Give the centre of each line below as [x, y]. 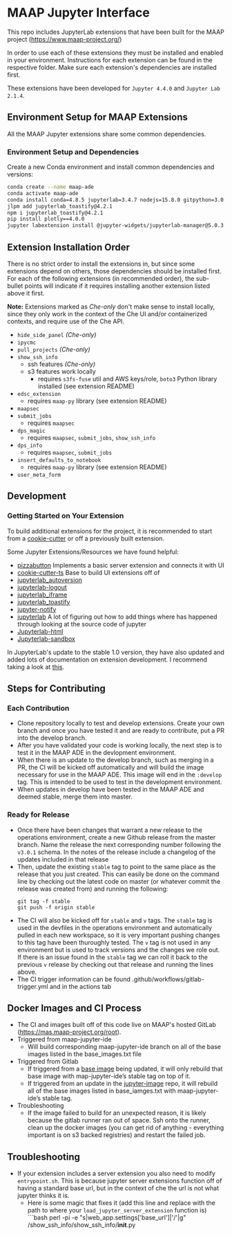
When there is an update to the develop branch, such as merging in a [115, 760]
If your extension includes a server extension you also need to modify [116, 1174]
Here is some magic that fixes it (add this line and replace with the [121, 1203]
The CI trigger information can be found [74, 979]
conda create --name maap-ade [51, 187]
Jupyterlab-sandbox [46, 639]
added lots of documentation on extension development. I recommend [107, 660]
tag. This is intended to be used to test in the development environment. [119, 782]
